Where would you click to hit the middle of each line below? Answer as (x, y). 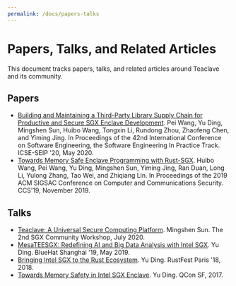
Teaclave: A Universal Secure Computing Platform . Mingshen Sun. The (120, 230)
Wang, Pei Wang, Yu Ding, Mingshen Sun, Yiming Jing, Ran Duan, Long (121, 168)
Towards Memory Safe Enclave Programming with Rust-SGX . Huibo (116, 161)
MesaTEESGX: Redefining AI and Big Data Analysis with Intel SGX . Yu (118, 245)
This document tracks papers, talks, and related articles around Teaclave (113, 69)
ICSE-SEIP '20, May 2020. (55, 153)
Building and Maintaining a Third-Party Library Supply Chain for (110, 115)
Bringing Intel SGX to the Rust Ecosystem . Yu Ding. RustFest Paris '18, (119, 260)
